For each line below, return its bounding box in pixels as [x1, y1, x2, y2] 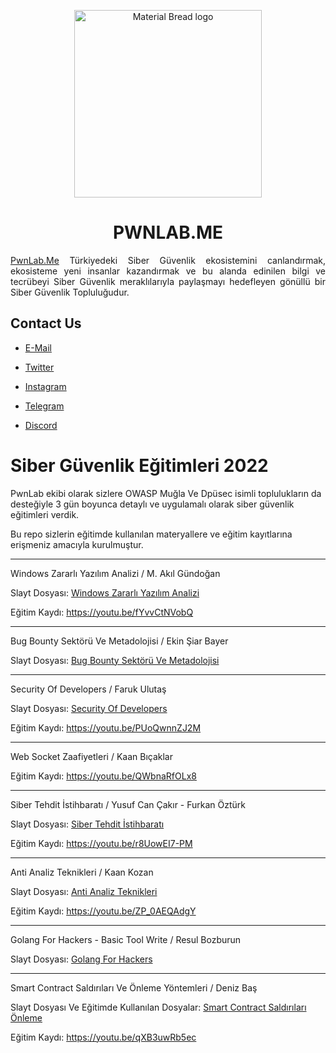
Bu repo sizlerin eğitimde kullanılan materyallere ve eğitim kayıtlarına [10, 528, 293, 540]
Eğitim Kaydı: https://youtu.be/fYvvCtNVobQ [10, 606, 194, 618]
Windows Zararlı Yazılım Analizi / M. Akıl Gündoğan [10, 567, 221, 579]
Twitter [24, 361, 55, 373]
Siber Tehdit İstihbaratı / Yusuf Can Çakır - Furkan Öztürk [10, 798, 247, 810]
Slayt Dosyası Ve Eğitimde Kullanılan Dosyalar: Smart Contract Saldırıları [10, 1001, 307, 1013]
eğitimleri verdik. [10, 508, 80, 520]
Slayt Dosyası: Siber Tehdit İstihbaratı [10, 818, 165, 830]
